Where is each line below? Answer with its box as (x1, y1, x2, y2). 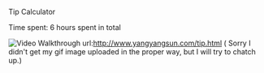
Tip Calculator (8, 7, 56, 16)
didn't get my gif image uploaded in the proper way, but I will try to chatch (8, 47, 256, 56)
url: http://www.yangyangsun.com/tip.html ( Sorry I (82, 38, 251, 48)
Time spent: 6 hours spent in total (8, 23, 122, 32)
